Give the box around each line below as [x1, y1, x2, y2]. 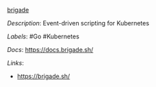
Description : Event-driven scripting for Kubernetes [7, 19, 149, 27]
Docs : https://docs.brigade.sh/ [7, 46, 94, 53]
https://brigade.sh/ [16, 72, 70, 80]
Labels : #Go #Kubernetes [7, 32, 80, 40]
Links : [7, 59, 24, 67]
